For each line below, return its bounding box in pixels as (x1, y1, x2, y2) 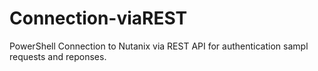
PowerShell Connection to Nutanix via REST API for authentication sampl (9, 40, 309, 52)
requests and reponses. (9, 50, 107, 62)
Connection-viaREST (9, 7, 188, 30)
